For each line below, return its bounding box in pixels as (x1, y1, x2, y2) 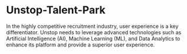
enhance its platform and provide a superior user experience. (6, 41, 155, 48)
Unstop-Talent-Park (6, 3, 106, 17)
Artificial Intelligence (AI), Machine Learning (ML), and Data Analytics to (6, 35, 181, 42)
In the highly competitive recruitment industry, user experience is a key (6, 23, 179, 30)
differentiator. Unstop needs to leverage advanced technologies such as (6, 28, 182, 35)
